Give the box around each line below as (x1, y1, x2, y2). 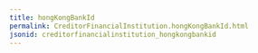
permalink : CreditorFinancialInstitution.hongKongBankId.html (9, 22, 249, 31)
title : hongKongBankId (9, 13, 95, 22)
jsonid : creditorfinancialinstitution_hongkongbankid (9, 30, 217, 39)
